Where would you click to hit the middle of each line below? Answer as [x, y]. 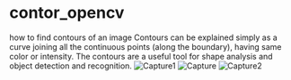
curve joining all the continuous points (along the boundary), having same [145, 46]
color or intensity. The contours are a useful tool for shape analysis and [141, 56]
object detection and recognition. [71, 66]
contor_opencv [67, 13]
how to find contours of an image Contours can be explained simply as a [144, 37]
